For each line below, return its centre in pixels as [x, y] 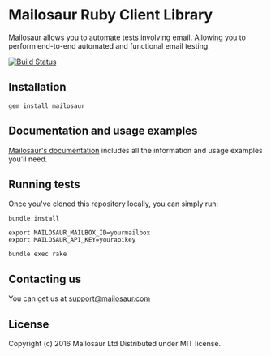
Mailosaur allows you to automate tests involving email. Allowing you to [127, 37]
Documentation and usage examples [103, 131]
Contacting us [45, 279]
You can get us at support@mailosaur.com [80, 298]
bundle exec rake [38, 254]
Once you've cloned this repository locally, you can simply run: [114, 204]
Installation [37, 87]
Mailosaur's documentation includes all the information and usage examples [135, 150]
